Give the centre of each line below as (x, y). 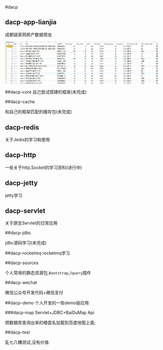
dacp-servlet (25, 211)
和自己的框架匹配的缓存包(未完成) (39, 112)
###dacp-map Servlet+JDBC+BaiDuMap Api (50, 313)
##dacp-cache (20, 102)
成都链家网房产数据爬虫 (28, 34)
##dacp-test (17, 333)
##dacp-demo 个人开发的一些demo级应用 (47, 303)
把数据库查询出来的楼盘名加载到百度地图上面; (50, 323)
